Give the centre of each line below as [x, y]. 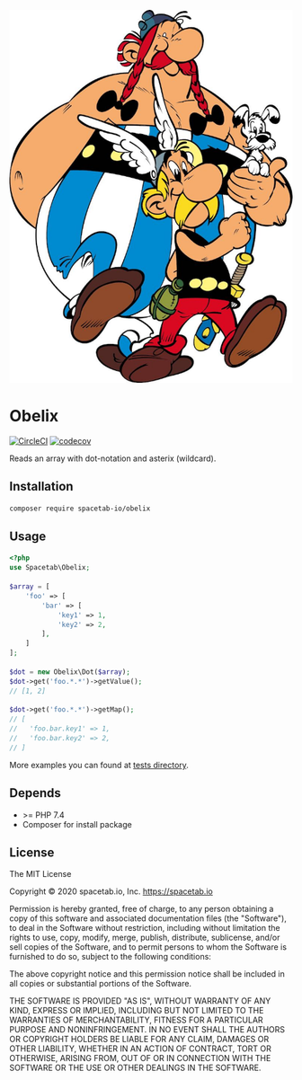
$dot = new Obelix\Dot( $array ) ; [70, 672]
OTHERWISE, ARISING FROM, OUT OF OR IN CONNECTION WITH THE [140, 1058]
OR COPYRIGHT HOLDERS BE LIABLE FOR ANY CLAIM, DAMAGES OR [139, 1040]
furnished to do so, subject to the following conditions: [110, 957]
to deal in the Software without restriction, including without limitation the [145, 928]
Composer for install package [77, 824]
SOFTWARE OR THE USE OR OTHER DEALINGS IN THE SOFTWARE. [135, 1068]
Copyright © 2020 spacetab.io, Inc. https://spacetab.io [111, 891]
